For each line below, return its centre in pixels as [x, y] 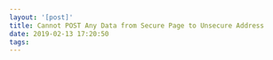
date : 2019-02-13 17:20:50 [59, 34]
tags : [19, 42]
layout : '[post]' [41, 17]
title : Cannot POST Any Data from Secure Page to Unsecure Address [137, 26]
